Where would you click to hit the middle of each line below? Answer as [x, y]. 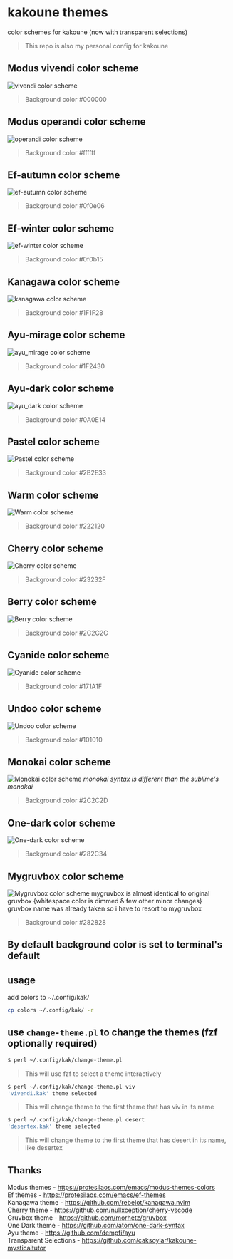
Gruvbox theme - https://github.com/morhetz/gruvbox [87, 1218]
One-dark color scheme [61, 823]
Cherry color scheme [56, 548]
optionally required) [52, 1043]
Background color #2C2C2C [66, 633]
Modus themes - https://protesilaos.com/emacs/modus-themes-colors [112, 1188]
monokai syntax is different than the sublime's [151, 779]
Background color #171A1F [63, 686]
